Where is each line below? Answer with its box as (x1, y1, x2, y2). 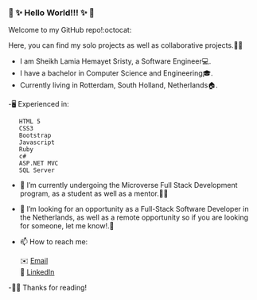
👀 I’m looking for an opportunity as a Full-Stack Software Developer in (19, 205, 249, 214)
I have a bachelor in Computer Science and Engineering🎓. (19, 68, 213, 78)
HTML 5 (18, 118, 41, 126)
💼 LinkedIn (19, 267, 55, 277)
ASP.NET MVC (18, 159, 59, 168)
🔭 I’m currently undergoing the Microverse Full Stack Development (19, 181, 238, 190)
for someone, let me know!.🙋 (19, 221, 115, 231)
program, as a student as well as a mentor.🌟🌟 (19, 189, 169, 198)
